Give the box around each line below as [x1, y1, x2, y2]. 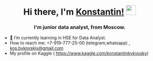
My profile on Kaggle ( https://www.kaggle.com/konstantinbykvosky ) [9, 50, 149, 56]
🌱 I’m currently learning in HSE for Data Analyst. [9, 35, 107, 41]
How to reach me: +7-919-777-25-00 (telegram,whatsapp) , [9, 40, 131, 46]
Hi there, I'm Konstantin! [23, 6, 125, 18]
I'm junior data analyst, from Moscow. [34, 24, 126, 31]
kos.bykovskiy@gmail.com [9, 45, 64, 51]
